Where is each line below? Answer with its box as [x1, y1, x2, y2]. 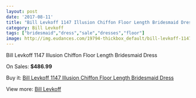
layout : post [6, 8, 38, 15]
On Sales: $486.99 [6, 63, 52, 70]
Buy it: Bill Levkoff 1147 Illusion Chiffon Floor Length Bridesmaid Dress [6, 74, 174, 81]
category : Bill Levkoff [6, 24, 64, 31]
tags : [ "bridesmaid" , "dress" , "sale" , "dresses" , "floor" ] [6, 30, 145, 36]
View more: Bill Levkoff [6, 86, 61, 92]
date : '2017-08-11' [6, 14, 54, 20]
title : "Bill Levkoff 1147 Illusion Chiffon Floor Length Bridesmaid [6, 19, 179, 25]
